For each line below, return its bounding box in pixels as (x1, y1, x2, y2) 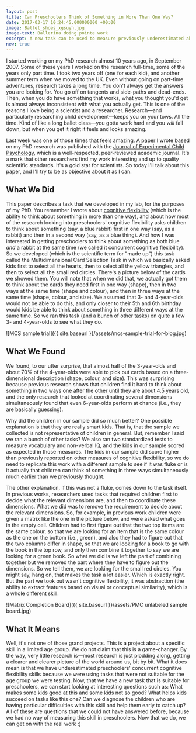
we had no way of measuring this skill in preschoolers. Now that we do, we (6, 714, 186, 721)
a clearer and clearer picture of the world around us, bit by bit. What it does (6, 658, 187, 665)
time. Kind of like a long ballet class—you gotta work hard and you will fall (6, 119, 184, 126)
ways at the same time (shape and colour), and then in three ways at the (6, 287, 180, 294)
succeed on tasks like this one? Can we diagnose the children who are (6, 696, 176, 703)
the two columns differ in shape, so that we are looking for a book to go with (6, 540, 190, 547)
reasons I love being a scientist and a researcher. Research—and (6, 106, 162, 114)
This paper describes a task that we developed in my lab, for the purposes (6, 200, 185, 208)
